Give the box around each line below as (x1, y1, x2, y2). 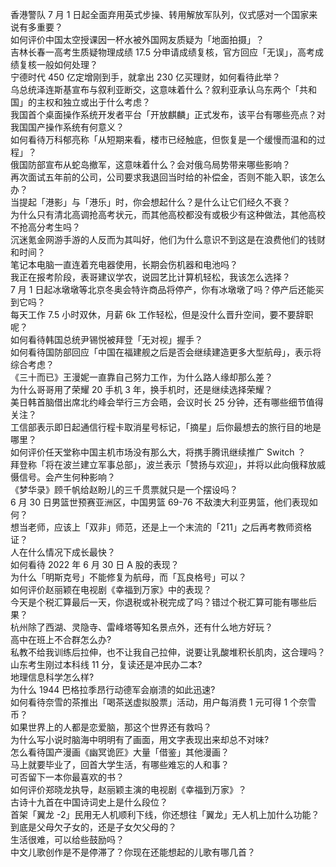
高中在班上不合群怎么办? (10, 634, 112, 645)
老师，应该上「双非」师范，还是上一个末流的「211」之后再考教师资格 (27, 521, 312, 533)
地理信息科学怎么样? (10, 671, 95, 683)
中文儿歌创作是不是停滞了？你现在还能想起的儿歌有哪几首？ (10, 846, 256, 858)
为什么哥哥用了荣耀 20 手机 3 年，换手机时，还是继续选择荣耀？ (10, 384, 273, 395)
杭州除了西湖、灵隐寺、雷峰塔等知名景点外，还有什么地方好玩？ (10, 621, 273, 633)
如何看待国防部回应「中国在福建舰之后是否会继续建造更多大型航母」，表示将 (10, 346, 322, 358)
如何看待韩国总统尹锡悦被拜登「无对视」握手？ (10, 334, 203, 345)
